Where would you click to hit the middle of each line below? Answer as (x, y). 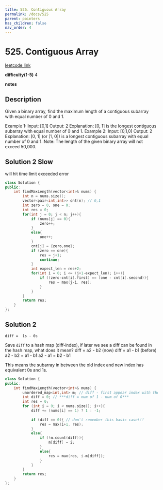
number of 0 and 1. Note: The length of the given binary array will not (74, 141)
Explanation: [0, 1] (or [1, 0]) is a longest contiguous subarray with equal (77, 136)
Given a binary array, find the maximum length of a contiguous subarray (77, 111)
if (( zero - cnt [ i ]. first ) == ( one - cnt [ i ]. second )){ (94, 278)
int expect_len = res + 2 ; (56, 269)
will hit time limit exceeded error (37, 174)
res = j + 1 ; (51, 255)
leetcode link (18, 65)
